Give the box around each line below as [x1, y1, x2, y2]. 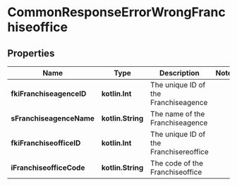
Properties [7, 47, 55, 59]
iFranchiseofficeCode [11, 163, 85, 173]
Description [159, 68, 200, 77]
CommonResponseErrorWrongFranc [7, 4, 226, 20]
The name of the [150, 109, 205, 118]
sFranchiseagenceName [11, 113, 95, 123]
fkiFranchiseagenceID [11, 89, 87, 99]
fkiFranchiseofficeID [11, 138, 81, 148]
